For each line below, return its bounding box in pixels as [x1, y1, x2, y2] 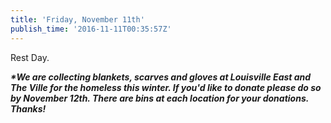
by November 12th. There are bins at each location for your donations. [10, 92, 309, 104]
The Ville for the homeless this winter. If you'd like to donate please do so [10, 81, 322, 93]
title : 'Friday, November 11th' [10, 14, 145, 25]
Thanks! [10, 102, 47, 115]
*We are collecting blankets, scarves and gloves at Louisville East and [10, 71, 312, 83]
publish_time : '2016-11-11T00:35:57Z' [10, 24, 172, 34]
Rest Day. [10, 51, 50, 63]
